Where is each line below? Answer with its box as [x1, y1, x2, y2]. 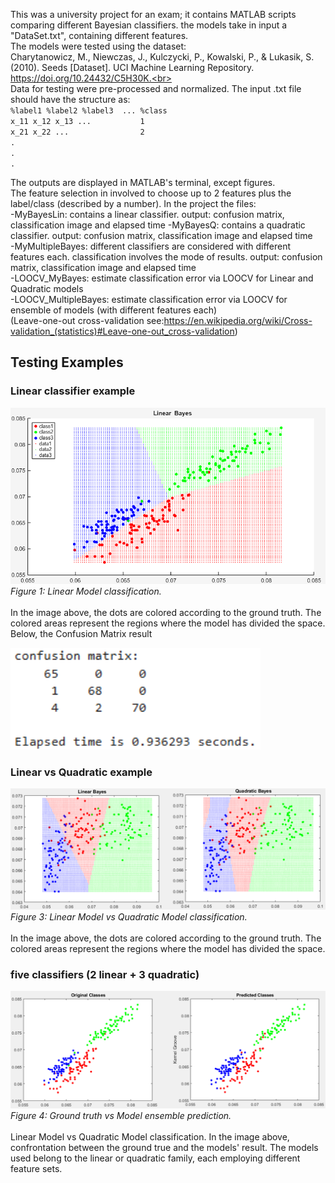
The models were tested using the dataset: [10, 40, 187, 52]
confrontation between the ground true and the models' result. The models [10, 1141, 319, 1153]
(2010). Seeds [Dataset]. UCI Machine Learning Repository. [10, 62, 255, 73]
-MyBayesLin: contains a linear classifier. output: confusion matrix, [10, 209, 285, 220]
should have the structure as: [10, 94, 131, 105]
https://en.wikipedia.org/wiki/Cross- [163, 315, 313, 326]
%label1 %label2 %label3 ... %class [10, 106, 168, 116]
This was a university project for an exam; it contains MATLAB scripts [10, 9, 297, 20]
